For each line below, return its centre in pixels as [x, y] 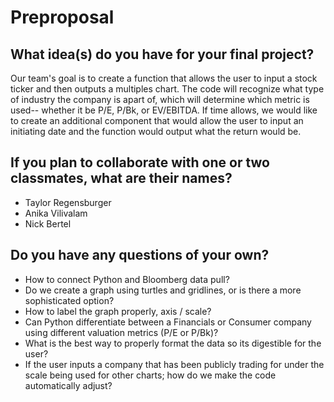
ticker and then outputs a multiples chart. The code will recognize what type [167, 89]
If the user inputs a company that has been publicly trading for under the [174, 364]
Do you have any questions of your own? [140, 255]
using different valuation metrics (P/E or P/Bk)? [121, 332]
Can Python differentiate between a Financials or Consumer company [168, 322]
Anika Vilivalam [56, 213]
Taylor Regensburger [68, 202]
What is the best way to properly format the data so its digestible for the [173, 343]
